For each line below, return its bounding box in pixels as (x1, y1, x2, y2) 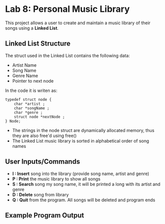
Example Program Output (5, 211, 84, 220)
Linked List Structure (5, 40, 70, 48)
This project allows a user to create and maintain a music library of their (5, 20, 151, 26)
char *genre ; (14, 110, 43, 115)
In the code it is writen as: (5, 88, 58, 93)
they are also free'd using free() (12, 133, 77, 138)
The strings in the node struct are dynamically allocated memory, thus (12, 127, 155, 133)
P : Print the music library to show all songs (12, 176, 101, 181)
